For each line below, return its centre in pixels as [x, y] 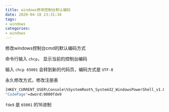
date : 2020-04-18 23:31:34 [33, 15]
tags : [11, 19]
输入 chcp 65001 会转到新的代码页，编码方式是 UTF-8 [59, 69]
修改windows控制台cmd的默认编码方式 [46, 48]
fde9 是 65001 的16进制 [28, 104]
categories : [18, 29]
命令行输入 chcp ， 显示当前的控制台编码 [46, 59]
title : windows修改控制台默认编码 [38, 10]
